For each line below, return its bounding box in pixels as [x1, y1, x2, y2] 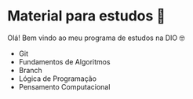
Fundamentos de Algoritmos [18, 57, 111, 66]
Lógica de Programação [18, 74, 97, 83]
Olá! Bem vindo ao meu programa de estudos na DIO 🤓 [7, 33, 185, 42]
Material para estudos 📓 [7, 7, 166, 25]
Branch [18, 65, 42, 75]
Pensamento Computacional [18, 82, 111, 91]
